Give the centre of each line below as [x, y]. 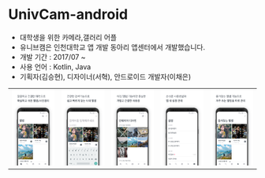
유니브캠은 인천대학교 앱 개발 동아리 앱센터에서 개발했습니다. [112, 47]
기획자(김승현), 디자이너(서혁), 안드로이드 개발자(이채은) [105, 76]
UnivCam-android [68, 15]
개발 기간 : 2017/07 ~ [52, 57]
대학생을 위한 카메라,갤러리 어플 [68, 37]
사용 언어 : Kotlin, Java [55, 67]
